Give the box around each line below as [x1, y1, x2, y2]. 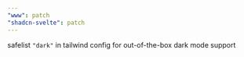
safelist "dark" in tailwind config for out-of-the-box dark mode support [7, 40, 236, 49]
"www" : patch [7, 11, 50, 20]
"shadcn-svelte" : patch [7, 19, 86, 27]
